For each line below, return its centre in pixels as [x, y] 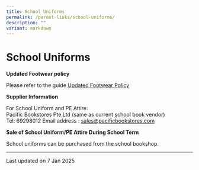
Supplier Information [32, 97]
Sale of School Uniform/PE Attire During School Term [73, 132]
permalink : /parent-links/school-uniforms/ [61, 17]
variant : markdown [29, 28]
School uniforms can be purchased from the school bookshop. [82, 144]
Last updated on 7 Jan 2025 [41, 161]
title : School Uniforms [36, 12]
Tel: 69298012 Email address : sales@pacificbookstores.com [81, 121]
